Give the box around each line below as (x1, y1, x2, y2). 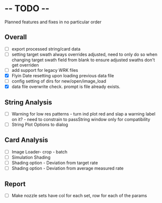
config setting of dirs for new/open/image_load (11, 78, 107, 84)
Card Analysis (4, 136, 48, 144)
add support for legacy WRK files (11, 67, 78, 73)
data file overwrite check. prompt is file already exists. (11, 84, 121, 90)
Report (4, 180, 26, 188)
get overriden (11, 62, 39, 68)
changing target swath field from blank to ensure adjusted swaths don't (11, 57, 155, 63)
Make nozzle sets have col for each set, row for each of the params (11, 192, 147, 198)
